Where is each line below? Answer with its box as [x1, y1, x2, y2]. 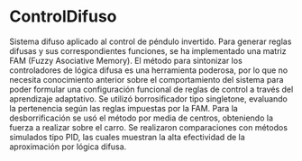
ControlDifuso [9, 6, 117, 27]
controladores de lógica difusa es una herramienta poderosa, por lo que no [9, 65, 288, 76]
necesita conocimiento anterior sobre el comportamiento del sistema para [9, 74, 284, 85]
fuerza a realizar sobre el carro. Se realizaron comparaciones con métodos [9, 121, 288, 132]
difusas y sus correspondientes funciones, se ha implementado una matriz [9, 45, 287, 56]
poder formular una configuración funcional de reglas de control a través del [9, 84, 294, 94]
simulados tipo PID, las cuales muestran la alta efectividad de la [9, 131, 245, 142]
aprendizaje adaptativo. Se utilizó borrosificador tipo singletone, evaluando [9, 93, 288, 104]
